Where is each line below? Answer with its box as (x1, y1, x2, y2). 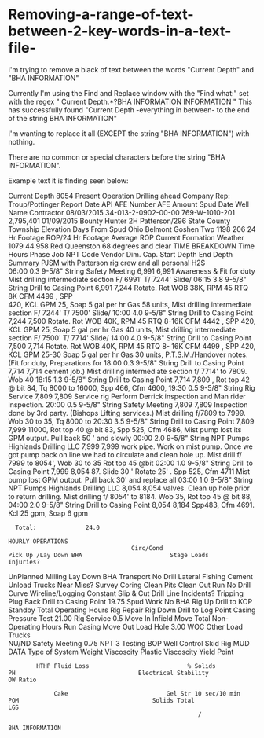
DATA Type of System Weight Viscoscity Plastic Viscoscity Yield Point (8, 647, 234, 656)
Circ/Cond (130, 544, 163, 552)
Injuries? (8, 558, 41, 566)
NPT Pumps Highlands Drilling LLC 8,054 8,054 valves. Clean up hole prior (8, 483, 250, 493)
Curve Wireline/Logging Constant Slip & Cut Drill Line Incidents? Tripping (8, 588, 244, 598)
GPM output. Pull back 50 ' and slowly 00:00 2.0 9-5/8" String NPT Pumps (8, 433, 250, 442)
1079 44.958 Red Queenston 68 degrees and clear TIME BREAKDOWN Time (8, 241, 255, 251)
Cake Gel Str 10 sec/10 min (53, 689, 241, 697)
